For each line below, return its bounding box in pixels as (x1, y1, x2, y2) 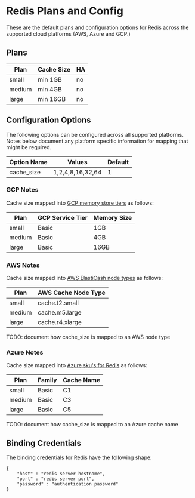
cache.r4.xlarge (38, 318, 82, 327)
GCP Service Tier (38, 213, 88, 222)
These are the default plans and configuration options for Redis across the (6, 24, 189, 31)
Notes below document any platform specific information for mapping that (6, 137, 188, 145)
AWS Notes (6, 261, 40, 269)
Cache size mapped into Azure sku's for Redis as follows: (6, 362, 147, 369)
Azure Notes (6, 348, 44, 356)
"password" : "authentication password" (17, 481, 119, 487)
